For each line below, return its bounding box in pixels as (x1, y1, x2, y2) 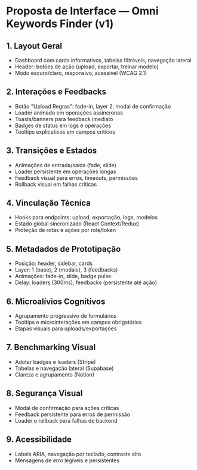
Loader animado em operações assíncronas (14, 109, 124, 116)
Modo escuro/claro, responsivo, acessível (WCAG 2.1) (14, 70, 147, 76)
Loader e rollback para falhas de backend (14, 417, 118, 424)
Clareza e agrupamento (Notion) (14, 370, 94, 378)
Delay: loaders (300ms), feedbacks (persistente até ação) (14, 279, 157, 286)
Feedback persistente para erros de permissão (14, 411, 130, 418)
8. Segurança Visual (6, 388, 83, 399)
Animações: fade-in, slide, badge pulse (14, 273, 112, 280)
